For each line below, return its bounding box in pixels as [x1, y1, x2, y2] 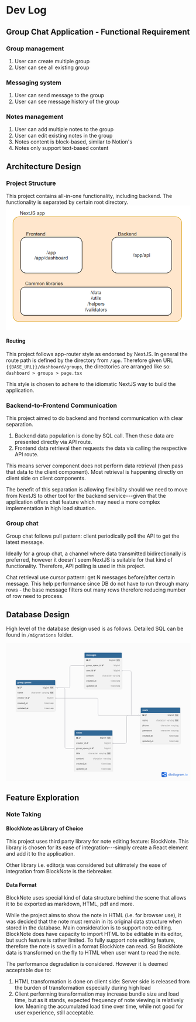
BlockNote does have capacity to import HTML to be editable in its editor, [6, 931, 183, 938]
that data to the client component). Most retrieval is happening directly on [6, 469, 184, 476]
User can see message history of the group [14, 98, 120, 105]
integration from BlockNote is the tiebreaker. [6, 868, 113, 875]
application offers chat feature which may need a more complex [6, 498, 160, 505]
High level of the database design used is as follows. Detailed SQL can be [6, 625, 184, 633]
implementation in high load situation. [6, 505, 97, 512]
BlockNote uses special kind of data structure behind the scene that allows [6, 894, 187, 901]
